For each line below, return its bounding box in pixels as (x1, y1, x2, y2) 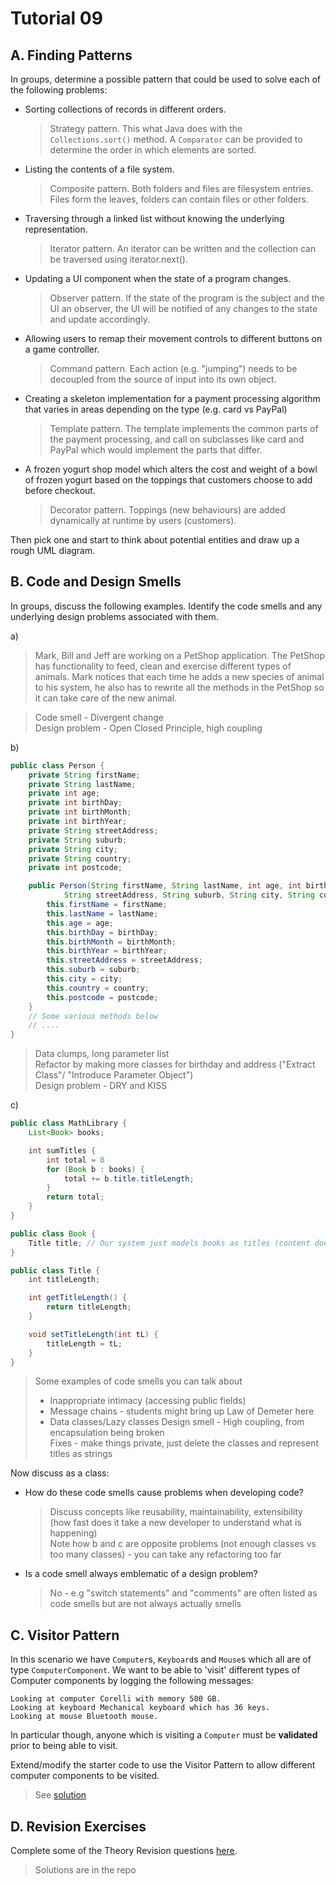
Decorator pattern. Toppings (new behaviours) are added (49, 504, 286, 516)
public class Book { (10, 1228, 97, 1239)
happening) (49, 1527, 98, 1539)
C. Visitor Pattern (10, 1627, 120, 1644)
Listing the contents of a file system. (24, 163, 175, 175)
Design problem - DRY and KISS (34, 1080, 168, 1092)
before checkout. (24, 485, 96, 496)
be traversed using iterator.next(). (49, 253, 188, 265)
